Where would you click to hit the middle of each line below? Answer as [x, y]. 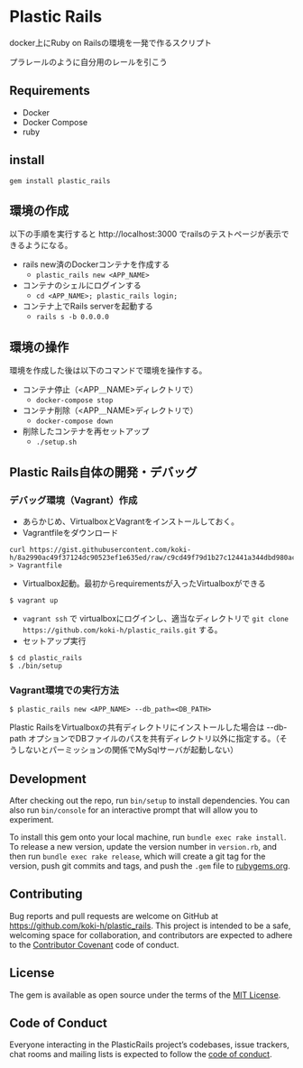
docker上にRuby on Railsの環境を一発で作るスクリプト [110, 42]
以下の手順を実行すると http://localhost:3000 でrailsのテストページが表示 [146, 234]
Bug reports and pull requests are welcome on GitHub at [114, 916]
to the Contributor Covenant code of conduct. [94, 944]
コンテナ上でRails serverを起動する [87, 306]
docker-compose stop [74, 400]
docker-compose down [74, 421]
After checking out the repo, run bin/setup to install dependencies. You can [150, 800]
